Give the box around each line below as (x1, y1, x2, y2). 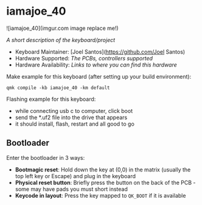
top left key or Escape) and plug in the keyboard (15, 172, 136, 179)
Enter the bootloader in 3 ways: (6, 154, 85, 161)
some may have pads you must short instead (15, 185, 128, 193)
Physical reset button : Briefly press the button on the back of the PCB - (15, 179, 196, 186)
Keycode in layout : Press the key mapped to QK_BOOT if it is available (15, 192, 186, 199)
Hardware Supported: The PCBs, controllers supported (15, 54, 153, 62)
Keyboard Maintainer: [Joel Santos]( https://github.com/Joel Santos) (15, 48, 186, 56)
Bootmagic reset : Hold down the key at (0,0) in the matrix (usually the (15, 166, 191, 173)
